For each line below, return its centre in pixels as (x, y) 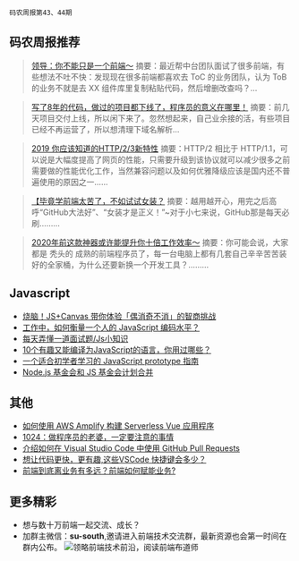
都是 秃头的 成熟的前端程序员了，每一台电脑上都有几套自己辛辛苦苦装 (159, 253)
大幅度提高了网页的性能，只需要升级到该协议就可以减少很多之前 (173, 159)
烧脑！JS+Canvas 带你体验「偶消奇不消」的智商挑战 (119, 316)
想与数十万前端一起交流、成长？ (81, 525)
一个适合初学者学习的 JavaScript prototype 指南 (111, 361)
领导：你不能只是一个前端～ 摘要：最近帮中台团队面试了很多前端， (154, 65)
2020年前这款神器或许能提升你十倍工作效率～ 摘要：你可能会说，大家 (160, 242)
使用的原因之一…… (73, 182)
